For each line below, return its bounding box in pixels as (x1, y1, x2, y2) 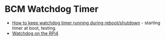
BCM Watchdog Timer (5, 3, 99, 15)
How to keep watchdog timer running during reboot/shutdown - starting (12, 20, 161, 26)
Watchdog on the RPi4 (12, 30, 59, 36)
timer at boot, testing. (12, 25, 57, 31)
